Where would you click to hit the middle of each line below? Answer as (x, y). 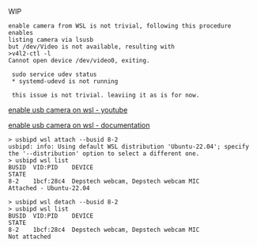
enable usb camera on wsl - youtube (68, 110)
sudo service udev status (54, 74)
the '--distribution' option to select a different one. (104, 154)
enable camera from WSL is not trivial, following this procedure (120, 26)
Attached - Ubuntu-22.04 (49, 188)
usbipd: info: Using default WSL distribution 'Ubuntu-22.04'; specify (128, 146)
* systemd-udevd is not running (65, 82)
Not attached (30, 237)
